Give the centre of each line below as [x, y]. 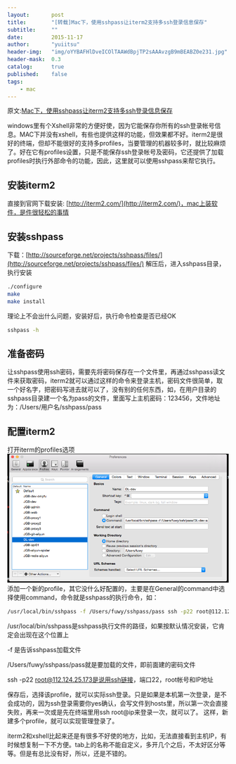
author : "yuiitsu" [44, 45]
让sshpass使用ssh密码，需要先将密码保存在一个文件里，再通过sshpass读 [113, 372]
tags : [15, 82]
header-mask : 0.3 [34, 60]
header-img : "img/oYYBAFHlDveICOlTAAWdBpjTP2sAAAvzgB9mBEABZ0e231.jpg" [118, 52]
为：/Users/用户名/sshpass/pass [54, 407]
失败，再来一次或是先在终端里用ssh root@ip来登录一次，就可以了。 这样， [115, 712]
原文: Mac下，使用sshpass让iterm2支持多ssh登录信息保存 [90, 111]
